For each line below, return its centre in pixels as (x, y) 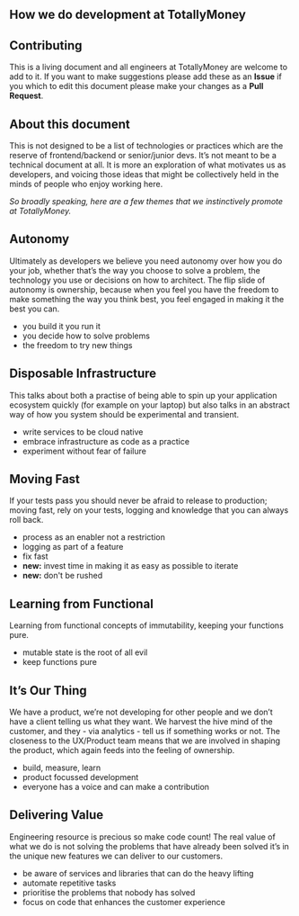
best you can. (35, 309)
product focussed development (80, 777)
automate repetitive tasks (69, 883)
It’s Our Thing (48, 691)
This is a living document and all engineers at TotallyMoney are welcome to (149, 67)
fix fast (35, 556)
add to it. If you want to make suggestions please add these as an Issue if (146, 76)
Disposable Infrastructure (83, 374)
